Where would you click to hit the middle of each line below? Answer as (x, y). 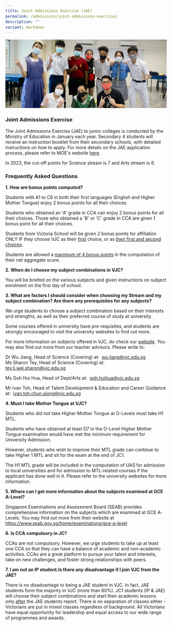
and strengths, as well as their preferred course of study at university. (79, 316)
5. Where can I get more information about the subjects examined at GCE (84, 491)
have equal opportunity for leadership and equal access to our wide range (83, 612)
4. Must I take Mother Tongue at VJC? (46, 403)
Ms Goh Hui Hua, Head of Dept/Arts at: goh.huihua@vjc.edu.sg (72, 378)
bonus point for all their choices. (39, 223)
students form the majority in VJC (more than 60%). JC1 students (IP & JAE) (85, 590)
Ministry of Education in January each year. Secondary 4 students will (79, 136)
